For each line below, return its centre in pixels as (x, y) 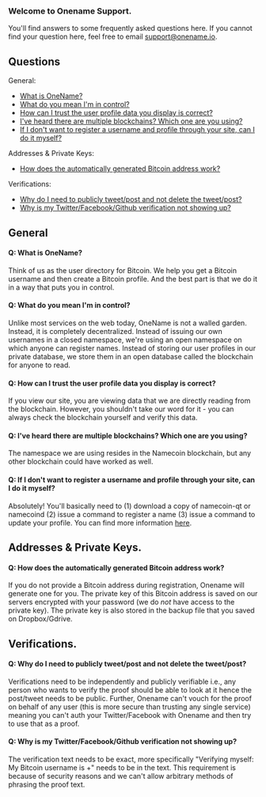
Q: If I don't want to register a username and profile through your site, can (132, 480)
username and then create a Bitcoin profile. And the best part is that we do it (133, 279)
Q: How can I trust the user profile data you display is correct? (112, 383)
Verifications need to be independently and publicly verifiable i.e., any (122, 681)
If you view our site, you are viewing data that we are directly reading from (129, 400)
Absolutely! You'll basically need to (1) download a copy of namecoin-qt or (129, 506)
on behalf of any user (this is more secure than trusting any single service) (129, 707)
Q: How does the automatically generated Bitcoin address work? (116, 567)
